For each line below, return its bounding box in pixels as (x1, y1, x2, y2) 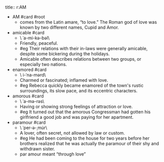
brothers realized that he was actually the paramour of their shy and (19, 141, 159, 146)
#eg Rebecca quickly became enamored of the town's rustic (19, 82, 144, 88)
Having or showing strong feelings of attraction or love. (19, 104, 133, 109)
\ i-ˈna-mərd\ (19, 72, 46, 78)
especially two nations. (19, 62, 67, 67)
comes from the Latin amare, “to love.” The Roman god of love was (19, 19, 158, 25)
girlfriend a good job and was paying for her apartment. (19, 114, 134, 120)
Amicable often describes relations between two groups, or (19, 56, 142, 62)
